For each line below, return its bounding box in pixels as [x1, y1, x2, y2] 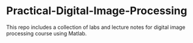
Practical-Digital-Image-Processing [6, 4, 188, 18]
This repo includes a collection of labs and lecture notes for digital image [6, 24, 186, 31]
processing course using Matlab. [6, 29, 87, 37]
